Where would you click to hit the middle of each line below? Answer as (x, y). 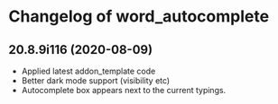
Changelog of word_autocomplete (139, 17)
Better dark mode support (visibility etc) (96, 81)
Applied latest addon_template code (88, 71)
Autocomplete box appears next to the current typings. (124, 90)
